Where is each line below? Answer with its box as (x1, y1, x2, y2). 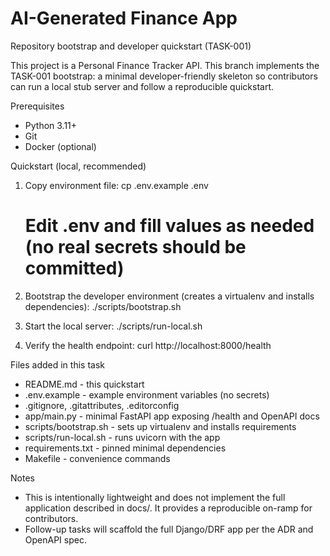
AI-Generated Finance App (10, 7, 238, 30)
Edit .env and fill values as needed (24, 215, 315, 237)
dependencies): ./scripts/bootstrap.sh (24, 300, 182, 312)
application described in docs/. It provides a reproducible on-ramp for (24, 502, 313, 514)
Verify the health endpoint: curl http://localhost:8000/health (24, 339, 272, 351)
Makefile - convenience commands (24, 452, 171, 464)
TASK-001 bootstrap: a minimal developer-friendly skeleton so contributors (10, 70, 318, 82)
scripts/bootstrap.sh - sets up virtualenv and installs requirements (24, 420, 297, 432)
